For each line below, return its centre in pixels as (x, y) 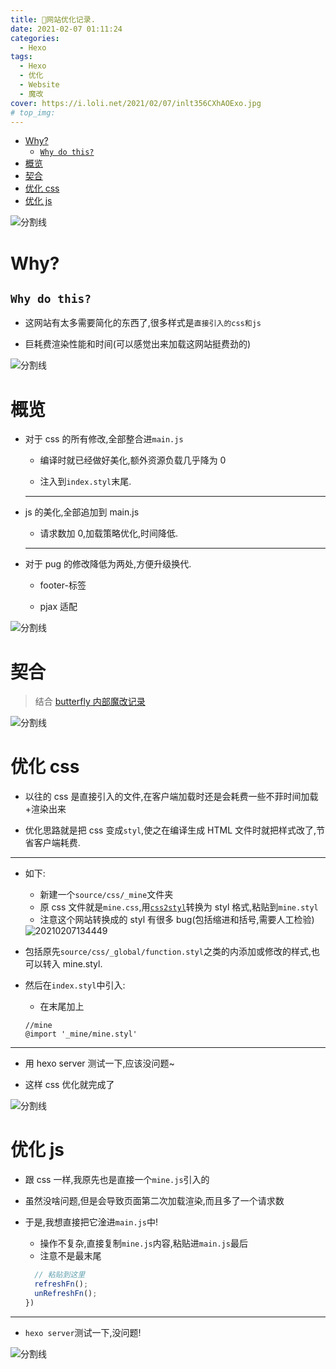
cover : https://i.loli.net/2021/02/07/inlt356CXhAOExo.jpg (136, 103)
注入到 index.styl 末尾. (85, 482)
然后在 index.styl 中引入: (75, 985)
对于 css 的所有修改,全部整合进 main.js (104, 439)
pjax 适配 (58, 607)
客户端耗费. (57, 843)
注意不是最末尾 (70, 1256)
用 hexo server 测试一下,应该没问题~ (99, 1063)
